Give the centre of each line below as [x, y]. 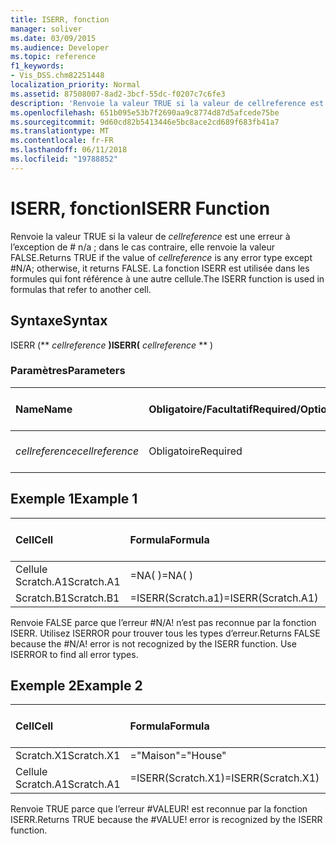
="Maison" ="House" [178, 756]
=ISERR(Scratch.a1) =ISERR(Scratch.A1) [224, 598]
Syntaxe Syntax [59, 321]
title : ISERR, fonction [60, 19]
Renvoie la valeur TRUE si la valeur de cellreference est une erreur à [150, 236]
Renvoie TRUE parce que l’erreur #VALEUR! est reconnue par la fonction [159, 809]
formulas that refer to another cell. [81, 289]
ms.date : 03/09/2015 [53, 38]
